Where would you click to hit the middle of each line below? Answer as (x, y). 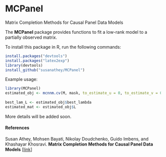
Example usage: (21, 79)
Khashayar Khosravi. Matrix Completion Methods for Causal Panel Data (79, 144)
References (17, 128)
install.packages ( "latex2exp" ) (37, 61)
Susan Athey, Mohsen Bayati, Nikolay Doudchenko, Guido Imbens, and (77, 139)
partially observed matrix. (31, 37)
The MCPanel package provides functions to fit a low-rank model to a (76, 32)
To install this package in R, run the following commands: (63, 47)
